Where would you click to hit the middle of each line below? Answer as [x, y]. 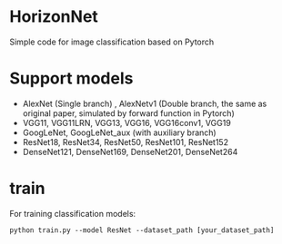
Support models [71, 78]
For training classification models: [73, 213]
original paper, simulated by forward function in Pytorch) [128, 113]
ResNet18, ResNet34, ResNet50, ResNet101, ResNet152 [126, 142]
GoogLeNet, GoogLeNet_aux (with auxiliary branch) [119, 132]
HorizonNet [54, 17]
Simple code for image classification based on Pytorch [112, 42]
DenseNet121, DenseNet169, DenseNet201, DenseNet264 [130, 151]
